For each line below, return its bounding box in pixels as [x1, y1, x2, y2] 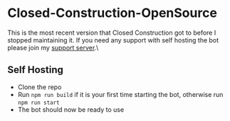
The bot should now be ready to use [17, 105, 125, 114]
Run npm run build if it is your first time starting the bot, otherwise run [17, 90, 224, 98]
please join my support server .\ [7, 43, 99, 52]
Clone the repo [17, 83, 62, 91]
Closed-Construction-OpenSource [7, 5, 217, 21]
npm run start [17, 99, 60, 106]
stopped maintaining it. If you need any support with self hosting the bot [7, 35, 219, 44]
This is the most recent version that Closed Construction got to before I [7, 28, 216, 37]
